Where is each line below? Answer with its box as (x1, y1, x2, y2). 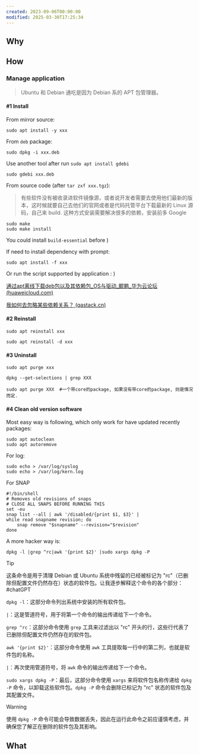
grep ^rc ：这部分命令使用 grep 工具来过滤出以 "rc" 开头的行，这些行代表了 (6, 623, 189, 631)
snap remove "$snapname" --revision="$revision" (17, 522, 140, 528)
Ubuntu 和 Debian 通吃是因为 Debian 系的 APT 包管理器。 (20, 89, 162, 96)
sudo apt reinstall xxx (6, 328, 65, 334)
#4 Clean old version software (6, 405, 83, 413)
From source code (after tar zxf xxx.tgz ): (6, 182, 110, 189)
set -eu (6, 507, 26, 513)
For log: (6, 452, 25, 459)
